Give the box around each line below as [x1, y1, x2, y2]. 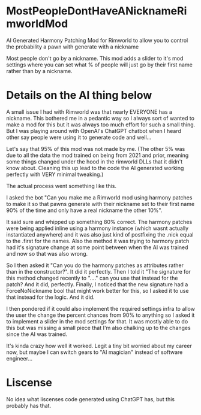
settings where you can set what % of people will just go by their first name [6, 61, 193, 68]
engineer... [6, 355, 33, 362]
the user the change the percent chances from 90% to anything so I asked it [6, 311, 195, 319]
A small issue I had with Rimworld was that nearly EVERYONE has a [6, 108, 173, 115]
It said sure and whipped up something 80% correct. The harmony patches [6, 218, 193, 225]
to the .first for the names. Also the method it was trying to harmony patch [6, 237, 190, 244]
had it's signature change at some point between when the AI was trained [6, 244, 188, 251]
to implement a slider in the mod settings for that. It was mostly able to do [6, 317, 188, 325]
